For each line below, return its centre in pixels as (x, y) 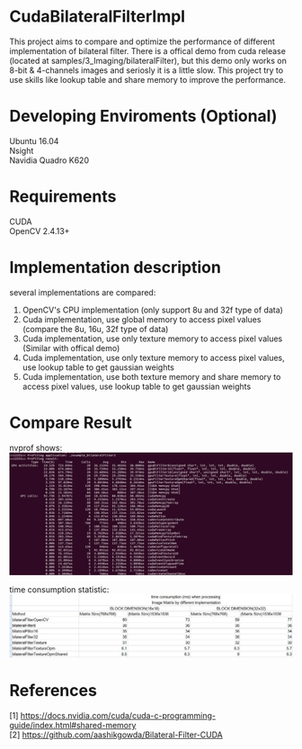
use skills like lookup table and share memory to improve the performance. (147, 79)
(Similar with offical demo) (71, 347)
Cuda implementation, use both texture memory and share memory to (151, 376)
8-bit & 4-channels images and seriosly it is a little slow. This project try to (147, 70)
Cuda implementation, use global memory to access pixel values (142, 319)
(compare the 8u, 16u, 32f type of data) (95, 329)
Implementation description (115, 267)
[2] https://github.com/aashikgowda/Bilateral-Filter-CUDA (116, 735)
